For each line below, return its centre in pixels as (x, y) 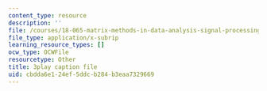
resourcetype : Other (43, 60)
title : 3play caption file (53, 67)
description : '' (35, 23)
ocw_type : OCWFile (39, 52)
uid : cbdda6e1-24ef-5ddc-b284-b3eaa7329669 (81, 74)
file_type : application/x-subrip (64, 38)
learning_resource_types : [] (56, 45)
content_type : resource (48, 15)
